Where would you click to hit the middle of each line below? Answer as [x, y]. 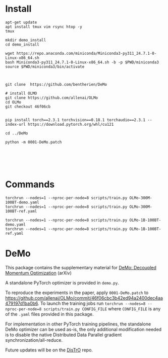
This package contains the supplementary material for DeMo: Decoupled [81, 267]
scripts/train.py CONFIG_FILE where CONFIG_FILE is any [102, 309]
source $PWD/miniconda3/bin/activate [45, 66]
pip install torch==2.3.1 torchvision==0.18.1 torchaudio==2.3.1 [75, 120]
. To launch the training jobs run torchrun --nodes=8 [92, 303]
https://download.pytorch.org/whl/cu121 [71, 124]
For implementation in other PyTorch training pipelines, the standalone [78, 324]
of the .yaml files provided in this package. [49, 314]
